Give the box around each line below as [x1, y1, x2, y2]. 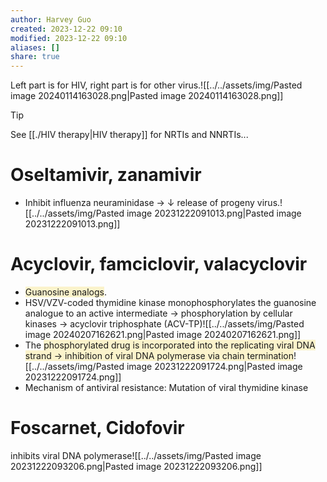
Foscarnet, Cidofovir [10, 417, 185, 440]
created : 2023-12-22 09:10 [10, 24, 123, 34]
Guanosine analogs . [24, 286, 108, 298]
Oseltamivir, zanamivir [10, 164, 202, 186]
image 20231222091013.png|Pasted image [126, 207, 302, 220]
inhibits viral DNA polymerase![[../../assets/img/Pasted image [10, 449, 262, 461]
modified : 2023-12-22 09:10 [10, 33, 128, 43]
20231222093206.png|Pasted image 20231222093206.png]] [10, 460, 263, 472]
